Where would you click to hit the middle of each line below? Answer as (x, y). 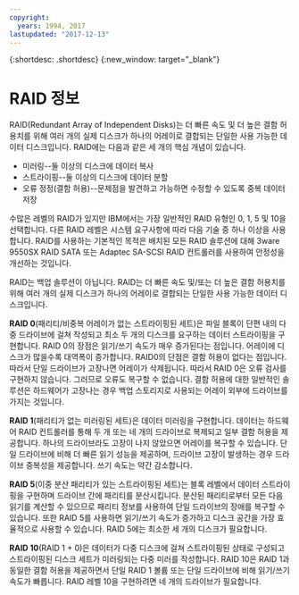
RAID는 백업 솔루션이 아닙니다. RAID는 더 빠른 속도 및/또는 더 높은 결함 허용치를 (147, 282)
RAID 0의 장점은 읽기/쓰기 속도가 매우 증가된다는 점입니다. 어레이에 (159, 346)
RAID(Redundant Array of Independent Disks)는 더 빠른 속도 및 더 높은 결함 (144, 125)
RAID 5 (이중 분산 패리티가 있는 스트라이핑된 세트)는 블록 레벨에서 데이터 (135, 484)
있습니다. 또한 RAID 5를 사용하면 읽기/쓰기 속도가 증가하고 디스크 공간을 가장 (142, 518)
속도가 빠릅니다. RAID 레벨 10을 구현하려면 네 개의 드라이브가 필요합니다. (135, 582)
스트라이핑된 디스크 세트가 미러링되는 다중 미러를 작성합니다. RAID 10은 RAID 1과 (149, 559)
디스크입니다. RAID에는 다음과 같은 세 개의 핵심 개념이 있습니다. (136, 147)
